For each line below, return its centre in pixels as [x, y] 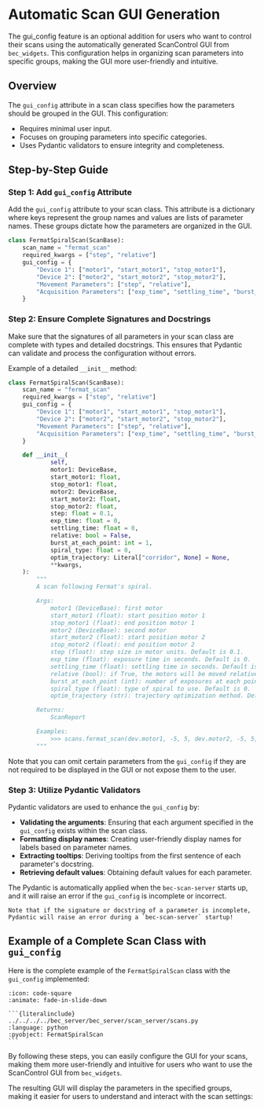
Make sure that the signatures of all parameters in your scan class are [121, 336]
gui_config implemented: [49, 979]
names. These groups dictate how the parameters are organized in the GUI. [130, 226]
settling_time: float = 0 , [94, 528]
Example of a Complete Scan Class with [107, 941]
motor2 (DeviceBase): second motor [108, 630]
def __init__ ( [45, 455]
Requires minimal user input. [66, 128]
